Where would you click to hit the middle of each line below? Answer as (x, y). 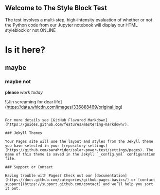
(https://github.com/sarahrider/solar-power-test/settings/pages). (75, 150)
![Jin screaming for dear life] (34, 101)
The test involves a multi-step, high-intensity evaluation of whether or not (79, 19)
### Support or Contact (29, 167)
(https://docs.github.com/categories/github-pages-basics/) (67, 180)
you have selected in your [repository (45, 146)
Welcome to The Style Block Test (56, 8)
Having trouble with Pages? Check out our (49, 175)
